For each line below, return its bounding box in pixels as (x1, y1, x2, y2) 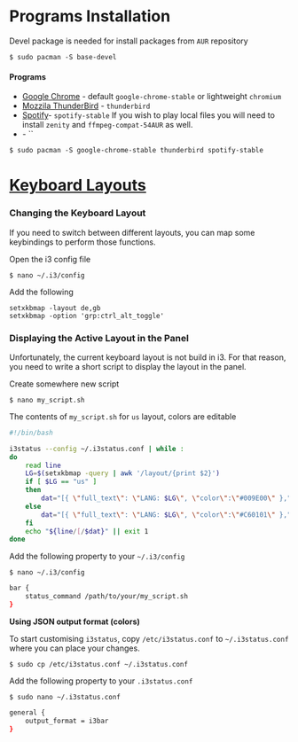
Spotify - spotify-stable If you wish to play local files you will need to (21, 110, 275, 121)
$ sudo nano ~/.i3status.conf (9, 692, 122, 701)
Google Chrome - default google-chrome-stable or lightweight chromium (21, 91, 282, 102)
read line (25, 461, 62, 470)
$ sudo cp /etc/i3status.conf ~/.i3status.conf (9, 660, 189, 668)
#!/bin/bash (9, 428, 53, 437)
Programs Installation (9, 6, 171, 27)
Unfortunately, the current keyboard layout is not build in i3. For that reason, (9, 352, 286, 363)
